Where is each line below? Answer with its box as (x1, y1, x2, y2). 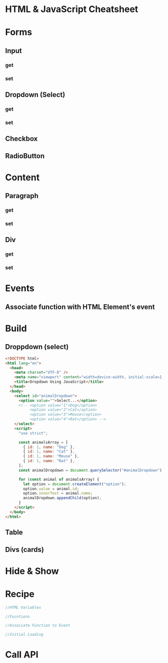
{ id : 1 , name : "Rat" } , (23, 459, 75, 464)
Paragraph (5, 192, 39, 200)
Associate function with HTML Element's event (5, 302, 155, 311)
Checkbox (5, 135, 38, 143)
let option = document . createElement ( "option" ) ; (23, 481, 126, 487)
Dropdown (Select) (5, 90, 65, 99)
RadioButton (5, 152, 45, 160)
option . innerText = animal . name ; (23, 491, 93, 496)
